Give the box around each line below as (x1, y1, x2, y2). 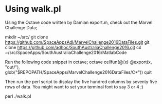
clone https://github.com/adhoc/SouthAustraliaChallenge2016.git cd (5, 44, 142, 50)
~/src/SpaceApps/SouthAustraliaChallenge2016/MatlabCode (5, 50, 127, 55)
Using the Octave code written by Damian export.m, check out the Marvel (5, 19, 153, 25)
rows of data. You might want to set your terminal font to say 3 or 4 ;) (5, 84, 144, 89)
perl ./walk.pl (5, 93, 32, 99)
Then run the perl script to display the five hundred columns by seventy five (5, 79, 157, 85)
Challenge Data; (5, 24, 37, 30)
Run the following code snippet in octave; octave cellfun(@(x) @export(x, (5, 59, 152, 65)
